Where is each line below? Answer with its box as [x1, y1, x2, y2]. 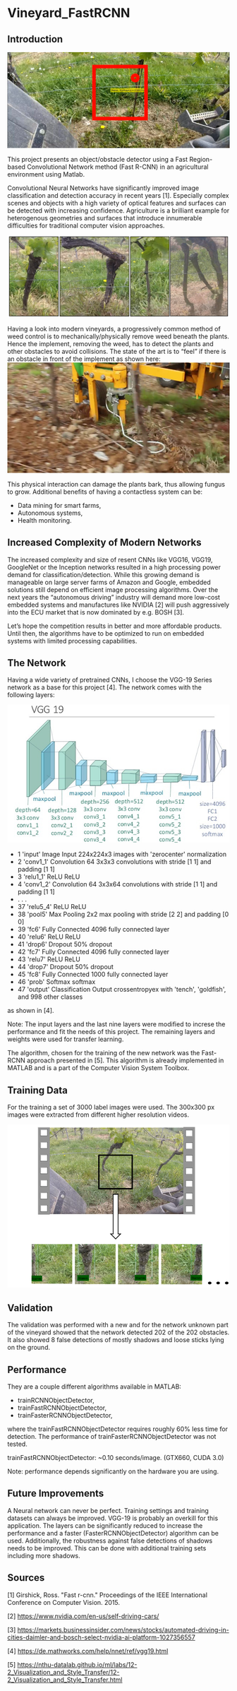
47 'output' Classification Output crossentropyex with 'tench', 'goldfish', [17, 985, 226, 994]
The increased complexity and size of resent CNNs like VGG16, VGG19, [7, 555, 213, 564]
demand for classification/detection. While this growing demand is [7, 570, 200, 578]
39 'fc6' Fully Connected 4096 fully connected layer [17, 925, 170, 934]
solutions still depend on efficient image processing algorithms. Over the [7, 585, 219, 594]
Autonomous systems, [17, 509, 83, 517]
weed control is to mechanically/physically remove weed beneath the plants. [7, 332, 229, 340]
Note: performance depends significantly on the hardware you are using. [7, 1467, 219, 1476]
